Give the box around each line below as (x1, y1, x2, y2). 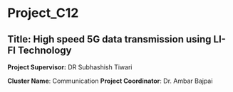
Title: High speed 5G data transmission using (7, 33, 212, 45)
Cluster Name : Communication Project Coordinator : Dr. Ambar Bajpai (7, 76, 213, 85)
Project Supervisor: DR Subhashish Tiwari (7, 63, 133, 71)
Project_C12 (7, 5, 79, 21)
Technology (17, 44, 72, 56)
